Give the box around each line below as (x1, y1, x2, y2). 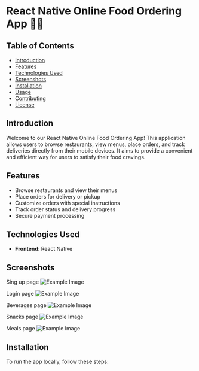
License (14, 101, 35, 108)
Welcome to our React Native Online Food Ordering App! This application (6, 134, 186, 141)
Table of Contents (6, 41, 75, 51)
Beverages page (6, 302, 47, 309)
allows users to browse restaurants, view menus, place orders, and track (6, 141, 185, 148)
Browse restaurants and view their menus (14, 187, 118, 194)
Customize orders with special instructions (14, 199, 121, 206)
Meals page (6, 325, 35, 332)
